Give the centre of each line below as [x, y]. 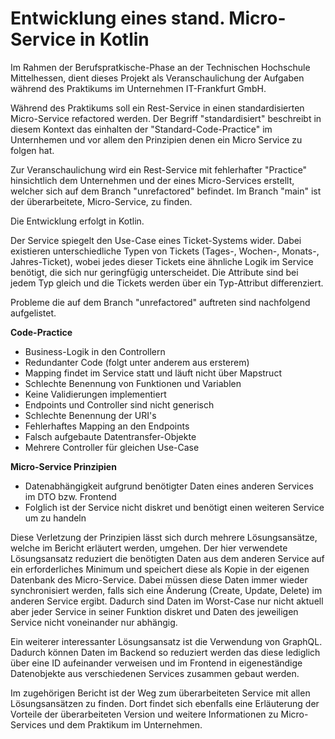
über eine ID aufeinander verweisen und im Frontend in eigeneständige [156, 663]
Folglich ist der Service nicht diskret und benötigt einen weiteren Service [174, 507]
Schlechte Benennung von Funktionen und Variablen [133, 383]
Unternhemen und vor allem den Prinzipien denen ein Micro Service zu [156, 139]
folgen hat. [32, 150]
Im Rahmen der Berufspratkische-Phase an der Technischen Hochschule [160, 67]
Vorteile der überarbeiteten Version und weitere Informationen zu [144, 714]
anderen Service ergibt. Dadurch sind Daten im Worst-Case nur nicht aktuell [167, 601]
